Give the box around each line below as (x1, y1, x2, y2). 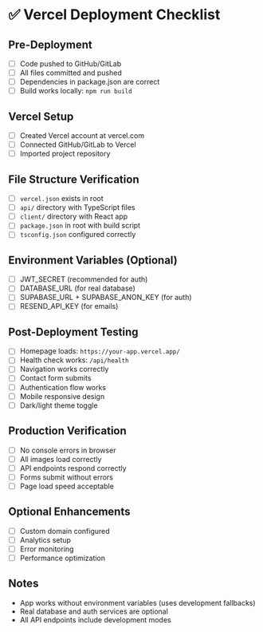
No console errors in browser (19, 445, 116, 455)
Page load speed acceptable (19, 481, 114, 491)
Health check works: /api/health (19, 355, 129, 365)
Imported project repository (19, 149, 111, 159)
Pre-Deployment (8, 38, 93, 51)
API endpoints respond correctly (19, 463, 127, 472)
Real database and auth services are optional (19, 606, 169, 616)
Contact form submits (19, 373, 92, 383)
